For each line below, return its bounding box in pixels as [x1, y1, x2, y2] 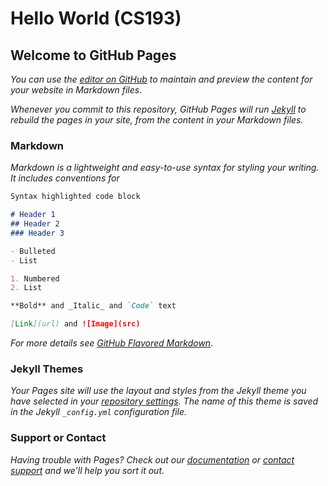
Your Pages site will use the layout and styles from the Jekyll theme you [10, 385, 307, 397]
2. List [10, 283, 43, 293]
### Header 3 [10, 228, 65, 238]
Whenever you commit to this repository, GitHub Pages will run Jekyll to [10, 103, 307, 115]
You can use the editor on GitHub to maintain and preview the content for [10, 73, 313, 85]
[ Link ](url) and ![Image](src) [10, 319, 141, 329]
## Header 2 [10, 219, 60, 229]
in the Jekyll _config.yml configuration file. [10, 406, 188, 418]
